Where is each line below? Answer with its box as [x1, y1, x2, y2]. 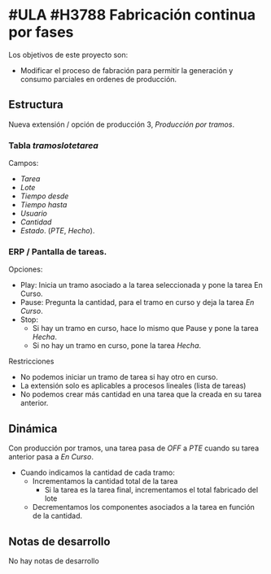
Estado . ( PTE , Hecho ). [20, 226, 95, 236]
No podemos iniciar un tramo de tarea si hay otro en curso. [20, 372, 218, 382]
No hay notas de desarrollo [8, 555, 99, 566]
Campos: [8, 159, 39, 168]
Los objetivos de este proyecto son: [8, 50, 129, 59]
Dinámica [8, 421, 58, 436]
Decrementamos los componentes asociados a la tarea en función [32, 502, 255, 512]
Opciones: [8, 264, 43, 274]
